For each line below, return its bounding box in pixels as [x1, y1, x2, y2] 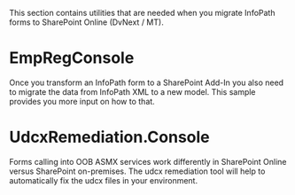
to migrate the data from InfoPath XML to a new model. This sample [9, 86, 256, 97]
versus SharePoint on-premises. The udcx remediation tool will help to [9, 166, 266, 176]
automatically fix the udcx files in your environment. [9, 175, 198, 185]
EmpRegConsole [9, 48, 135, 68]
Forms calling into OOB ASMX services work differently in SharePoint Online [9, 156, 287, 167]
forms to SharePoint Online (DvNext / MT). [9, 17, 164, 27]
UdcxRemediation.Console [9, 128, 210, 147]
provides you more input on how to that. [9, 96, 155, 106]
